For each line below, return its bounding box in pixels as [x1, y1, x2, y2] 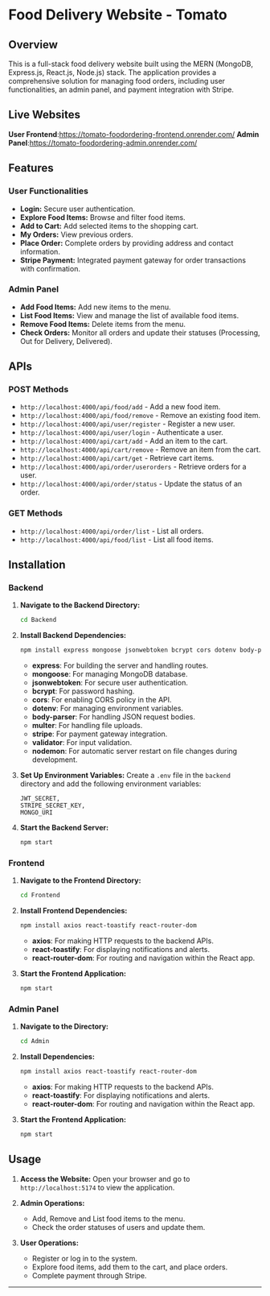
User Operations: [19, 1238, 79, 1248]
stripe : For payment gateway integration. [31, 729, 168, 739]
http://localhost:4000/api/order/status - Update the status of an [19, 479, 243, 489]
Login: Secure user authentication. [19, 204, 135, 213]
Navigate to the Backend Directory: [19, 600, 141, 610]
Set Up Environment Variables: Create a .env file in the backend [19, 771, 231, 780]
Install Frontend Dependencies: [19, 906, 128, 916]
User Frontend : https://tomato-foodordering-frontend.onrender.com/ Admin [8, 129, 260, 139]
